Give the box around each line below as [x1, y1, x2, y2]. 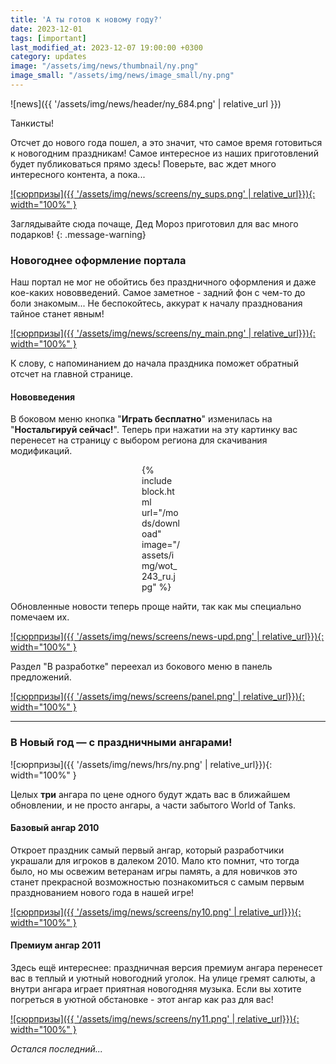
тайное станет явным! [10, 308, 105, 320]
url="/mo [141, 507, 179, 519]
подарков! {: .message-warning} [10, 228, 147, 240]
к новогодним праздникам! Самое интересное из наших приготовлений [10, 147, 319, 159]
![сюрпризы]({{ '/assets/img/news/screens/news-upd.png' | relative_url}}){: [10, 631, 325, 643]
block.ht [141, 486, 175, 498]
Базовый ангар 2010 [10, 822, 100, 834]
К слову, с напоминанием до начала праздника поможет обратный [10, 357, 299, 370]
